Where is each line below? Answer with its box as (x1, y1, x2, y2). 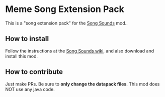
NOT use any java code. (5, 86, 55, 92)
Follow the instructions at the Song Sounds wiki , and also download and (5, 47, 154, 53)
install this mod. (5, 53, 38, 59)
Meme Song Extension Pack (5, 3, 124, 15)
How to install (5, 34, 49, 43)
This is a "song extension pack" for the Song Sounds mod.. (5, 20, 128, 26)
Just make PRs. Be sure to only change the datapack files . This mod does (5, 81, 160, 87)
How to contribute (5, 67, 63, 76)
